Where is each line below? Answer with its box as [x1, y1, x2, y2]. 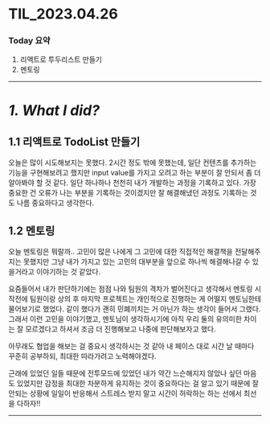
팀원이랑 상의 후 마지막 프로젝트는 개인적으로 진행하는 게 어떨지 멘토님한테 [29, 294, 262, 304]
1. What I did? [8, 101, 100, 119]
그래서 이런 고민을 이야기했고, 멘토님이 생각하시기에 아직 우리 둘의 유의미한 [8, 315, 243, 324]
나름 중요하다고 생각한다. [16, 198, 95, 208]
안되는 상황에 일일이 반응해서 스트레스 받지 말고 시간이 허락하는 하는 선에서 [8, 389, 243, 398]
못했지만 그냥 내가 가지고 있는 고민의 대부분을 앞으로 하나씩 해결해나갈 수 [22, 257, 251, 266]
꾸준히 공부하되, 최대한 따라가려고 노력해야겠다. [8, 352, 157, 361]
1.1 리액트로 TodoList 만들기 [8, 135, 141, 149]
